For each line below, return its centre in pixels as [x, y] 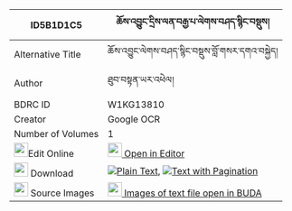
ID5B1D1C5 [57, 24]
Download [52, 173]
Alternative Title [47, 54]
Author [28, 83]
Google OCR [134, 119]
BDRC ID [33, 105]
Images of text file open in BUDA [193, 193]
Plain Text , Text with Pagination [187, 170]
